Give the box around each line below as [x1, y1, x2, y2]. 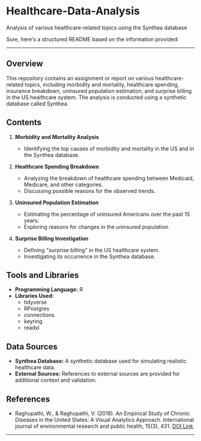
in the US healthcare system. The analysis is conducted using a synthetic [6, 93, 187, 101]
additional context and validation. [14, 376, 97, 384]
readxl [23, 324, 40, 331]
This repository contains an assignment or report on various [6, 74, 154, 81]
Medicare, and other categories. [23, 181, 103, 188]
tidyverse [23, 298, 47, 306]
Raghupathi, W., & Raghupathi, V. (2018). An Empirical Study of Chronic [14, 410, 190, 417]
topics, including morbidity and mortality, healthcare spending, [25, 81, 179, 88]
